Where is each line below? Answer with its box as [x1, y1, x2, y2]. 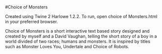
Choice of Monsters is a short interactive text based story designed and [5, 28, 150, 34]
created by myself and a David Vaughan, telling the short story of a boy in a [5, 34, 157, 39]
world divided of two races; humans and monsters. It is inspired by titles [5, 38, 151, 44]
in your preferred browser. [5, 19, 58, 24]
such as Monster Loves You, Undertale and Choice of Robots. [5, 44, 130, 49]
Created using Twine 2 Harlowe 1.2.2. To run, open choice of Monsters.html [5, 14, 158, 19]
